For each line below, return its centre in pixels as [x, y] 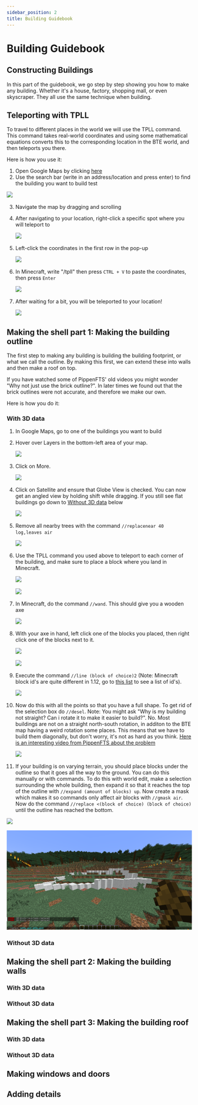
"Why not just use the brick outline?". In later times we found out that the [95, 386]
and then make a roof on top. [42, 368]
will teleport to [33, 225]
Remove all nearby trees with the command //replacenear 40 [89, 526]
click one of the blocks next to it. [55, 640]
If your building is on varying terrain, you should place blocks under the [102, 766]
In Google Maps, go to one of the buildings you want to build [88, 431]
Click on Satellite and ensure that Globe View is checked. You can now [100, 490]
